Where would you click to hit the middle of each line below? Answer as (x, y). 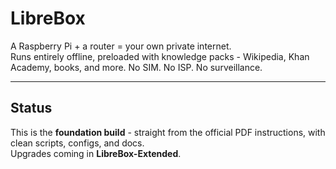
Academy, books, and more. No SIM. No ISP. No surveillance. (136, 67)
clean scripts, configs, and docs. (77, 143)
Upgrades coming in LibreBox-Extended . (96, 153)
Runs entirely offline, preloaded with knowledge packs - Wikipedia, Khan (160, 56)
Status (31, 108)
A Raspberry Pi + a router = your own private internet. (121, 46)
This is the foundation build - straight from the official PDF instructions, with (168, 132)
